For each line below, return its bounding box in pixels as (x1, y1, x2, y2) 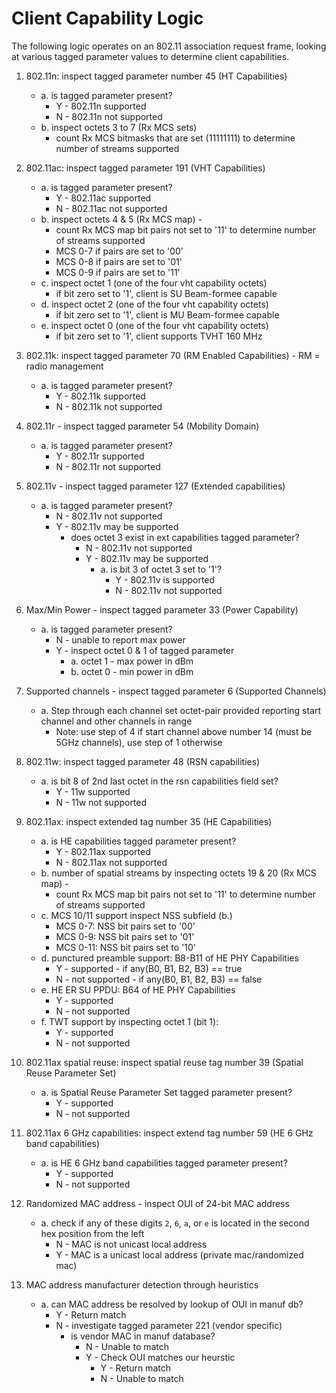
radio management (25, 360, 104, 372)
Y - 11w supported (55, 785, 131, 797)
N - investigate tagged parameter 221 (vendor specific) (55, 1319, 283, 1331)
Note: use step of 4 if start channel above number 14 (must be (55, 725, 313, 737)
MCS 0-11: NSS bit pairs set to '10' (55, 941, 197, 953)
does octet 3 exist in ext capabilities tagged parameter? (70, 531, 300, 543)
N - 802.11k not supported (55, 400, 163, 412)
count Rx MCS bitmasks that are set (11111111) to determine (55, 132, 296, 144)
